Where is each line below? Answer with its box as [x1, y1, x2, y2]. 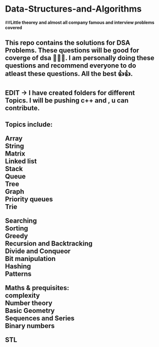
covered [5, 24, 22, 30]
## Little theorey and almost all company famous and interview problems [5, 19, 155, 25]
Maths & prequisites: [5, 284, 70, 292]
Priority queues [5, 195, 53, 204]
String [5, 142, 24, 150]
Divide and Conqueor [5, 247, 71, 256]
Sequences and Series [5, 314, 75, 323]
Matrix [5, 150, 25, 158]
